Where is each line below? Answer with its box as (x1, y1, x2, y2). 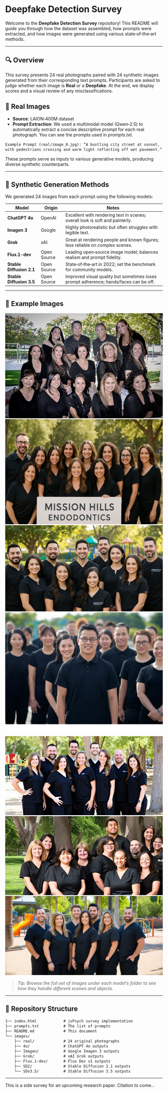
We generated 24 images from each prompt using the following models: (5, 194, 153, 200)
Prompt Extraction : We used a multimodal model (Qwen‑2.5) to (12, 121, 143, 127)
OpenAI (40, 215, 56, 221)
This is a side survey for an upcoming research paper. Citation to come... (5, 1082, 155, 1088)
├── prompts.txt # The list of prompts (5, 1023, 111, 1029)
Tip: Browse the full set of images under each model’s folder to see (17, 980, 156, 986)
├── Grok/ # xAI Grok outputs (14, 1053, 104, 1059)
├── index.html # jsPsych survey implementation (5, 1018, 133, 1024)
